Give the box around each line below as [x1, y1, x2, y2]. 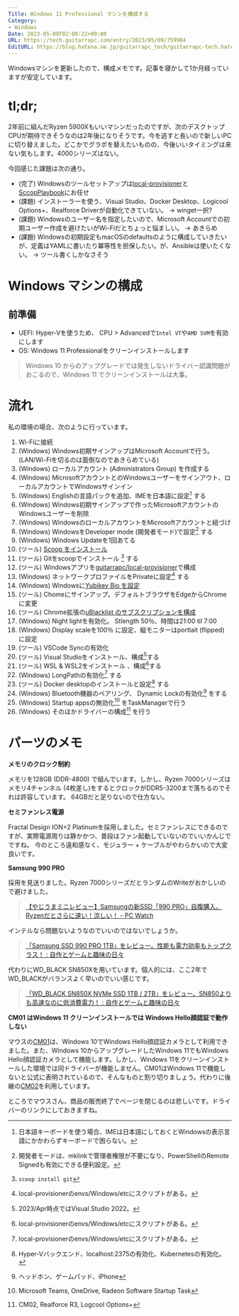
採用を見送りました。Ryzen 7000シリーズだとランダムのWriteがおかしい [8, 878, 220, 887]
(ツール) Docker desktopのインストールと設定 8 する [18, 679, 169, 689]
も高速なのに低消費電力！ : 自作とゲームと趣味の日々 [25, 998, 180, 1007]
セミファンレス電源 [8, 808, 65, 816]
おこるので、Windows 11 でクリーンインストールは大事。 [25, 370, 191, 379]
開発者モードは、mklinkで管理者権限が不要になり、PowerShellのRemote [18, 1152, 229, 1160]
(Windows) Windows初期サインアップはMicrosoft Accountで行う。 [18, 446, 213, 455]
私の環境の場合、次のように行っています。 [8, 422, 132, 431]
